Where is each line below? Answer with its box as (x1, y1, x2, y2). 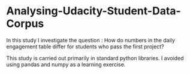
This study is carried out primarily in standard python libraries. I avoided (6, 54, 184, 61)
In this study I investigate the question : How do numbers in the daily (6, 36, 176, 44)
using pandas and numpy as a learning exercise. (6, 61, 126, 68)
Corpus (6, 17, 44, 30)
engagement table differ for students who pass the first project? (6, 43, 164, 50)
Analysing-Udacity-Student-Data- (6, 4, 181, 18)
